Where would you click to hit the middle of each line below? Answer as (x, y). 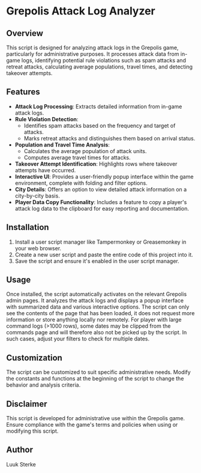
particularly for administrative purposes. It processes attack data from (93, 54)
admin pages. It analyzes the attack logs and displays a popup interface (95, 301)
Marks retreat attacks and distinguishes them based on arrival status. (109, 138)
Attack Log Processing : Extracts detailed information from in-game (98, 106)
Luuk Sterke (21, 464)
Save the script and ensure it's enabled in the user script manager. (97, 261)
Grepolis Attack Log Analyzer (81, 11)
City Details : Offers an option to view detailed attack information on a (101, 189)
